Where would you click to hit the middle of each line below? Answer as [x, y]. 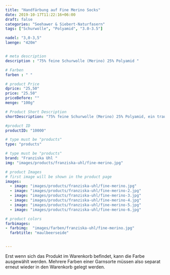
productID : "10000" [26, 130]
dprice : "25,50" [22, 89]
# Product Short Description [36, 112]
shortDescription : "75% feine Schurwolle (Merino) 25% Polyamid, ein [80, 116]
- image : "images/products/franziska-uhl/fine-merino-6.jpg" [76, 210]
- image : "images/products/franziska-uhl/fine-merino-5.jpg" [76, 205]
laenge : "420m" [21, 43]
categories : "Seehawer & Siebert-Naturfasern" [55, 24]
